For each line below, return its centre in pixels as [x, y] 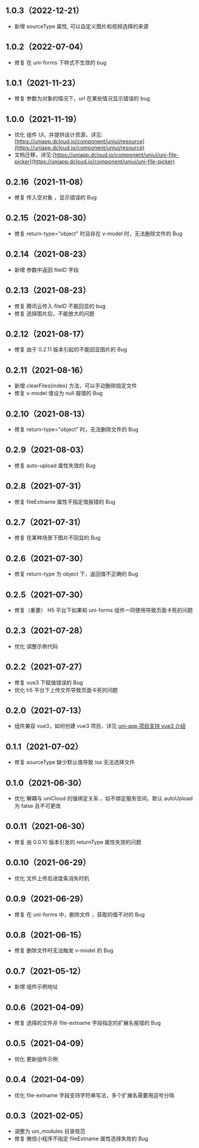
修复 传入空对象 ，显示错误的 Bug [55, 198]
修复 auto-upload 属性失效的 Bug [55, 466]
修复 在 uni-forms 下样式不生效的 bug [60, 62]
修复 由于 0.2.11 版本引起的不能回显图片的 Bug [71, 350]
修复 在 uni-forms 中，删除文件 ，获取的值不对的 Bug [79, 914]
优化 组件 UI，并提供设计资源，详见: [58, 135]
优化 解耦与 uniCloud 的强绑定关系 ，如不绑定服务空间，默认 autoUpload [103, 798]
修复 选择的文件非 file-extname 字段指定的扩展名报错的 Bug [88, 1023]
